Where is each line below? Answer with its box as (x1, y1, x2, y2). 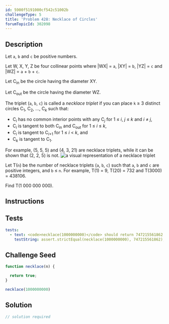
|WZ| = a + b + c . (5, 68, 40, 74)
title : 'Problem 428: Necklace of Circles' (5, 17, 98, 22)
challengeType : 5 (5, 12, 42, 17)
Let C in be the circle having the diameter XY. (5, 78, 97, 86)
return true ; (10, 273, 37, 278)
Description (5, 40, 43, 48)
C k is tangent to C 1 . (12, 136, 53, 143)
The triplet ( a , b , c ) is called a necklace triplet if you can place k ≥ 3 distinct (5, 100, 160, 106)
